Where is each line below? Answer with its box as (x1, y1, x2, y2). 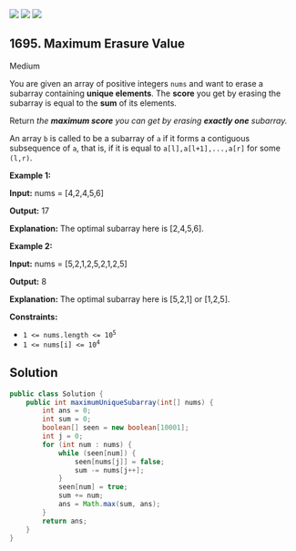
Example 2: (9, 240, 53, 251)
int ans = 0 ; (42, 406, 92, 415)
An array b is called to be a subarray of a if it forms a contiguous (9, 132, 250, 143)
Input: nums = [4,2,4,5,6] (9, 187, 105, 198)
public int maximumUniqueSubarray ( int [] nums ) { (26, 398, 214, 407)
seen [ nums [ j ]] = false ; (74, 457, 166, 466)
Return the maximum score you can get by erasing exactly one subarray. (9, 115, 288, 126)
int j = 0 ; (42, 431, 84, 441)
